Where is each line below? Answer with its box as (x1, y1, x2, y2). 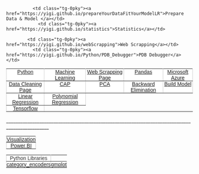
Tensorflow (12, 105, 38, 111)
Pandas (134, 68, 153, 75)
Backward (131, 81, 155, 87)
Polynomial (52, 93, 78, 100)
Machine (55, 68, 75, 75)
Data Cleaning (8, 81, 42, 87)
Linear (18, 93, 33, 100)
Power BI (10, 142, 32, 149)
